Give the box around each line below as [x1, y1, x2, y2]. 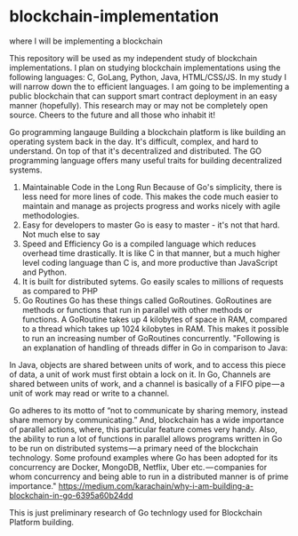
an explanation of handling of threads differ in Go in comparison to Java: [21, 342, 288, 353]
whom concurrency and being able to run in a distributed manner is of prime [9, 471, 289, 482]
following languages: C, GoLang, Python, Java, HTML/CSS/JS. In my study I [9, 71, 287, 82]
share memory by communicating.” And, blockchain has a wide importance [9, 414, 285, 425]
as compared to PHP [21, 285, 98, 296]
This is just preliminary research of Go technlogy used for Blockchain [9, 507, 262, 517]
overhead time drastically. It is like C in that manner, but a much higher [21, 247, 281, 259]
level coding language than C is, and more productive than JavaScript [21, 257, 278, 268]
